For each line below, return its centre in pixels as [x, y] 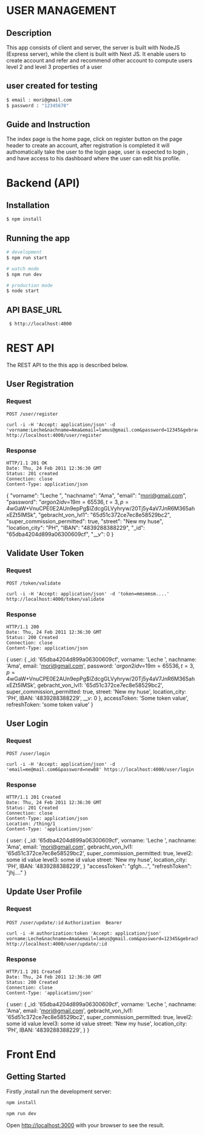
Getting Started [36, 1077]
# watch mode [23, 269]
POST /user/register [32, 414]
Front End [31, 1055]
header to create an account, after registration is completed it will [88, 146]
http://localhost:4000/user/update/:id [57, 944]
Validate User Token [45, 553]
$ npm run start [27, 258]
